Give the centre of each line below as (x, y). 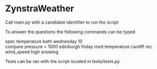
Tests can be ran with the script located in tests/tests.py (63, 61)
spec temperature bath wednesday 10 (44, 41)
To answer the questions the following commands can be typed (70, 32)
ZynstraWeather (40, 9)
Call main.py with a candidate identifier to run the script (62, 22)
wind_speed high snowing (32, 52)
